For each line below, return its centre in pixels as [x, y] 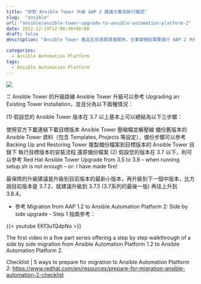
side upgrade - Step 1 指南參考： [55, 214]
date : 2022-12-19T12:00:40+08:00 [48, 29]
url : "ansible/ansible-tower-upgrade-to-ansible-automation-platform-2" [99, 23]
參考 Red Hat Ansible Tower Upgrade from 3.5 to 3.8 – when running [95, 159]
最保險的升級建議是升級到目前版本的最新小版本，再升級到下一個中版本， [95, 178]
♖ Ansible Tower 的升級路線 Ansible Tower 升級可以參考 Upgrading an [93, 96]
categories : [21, 51]
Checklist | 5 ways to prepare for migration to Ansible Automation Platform [98, 262]
